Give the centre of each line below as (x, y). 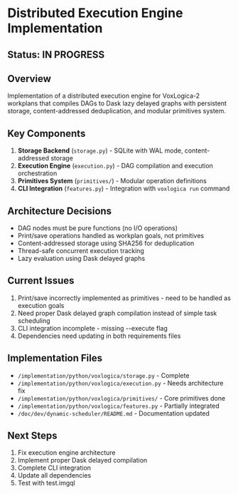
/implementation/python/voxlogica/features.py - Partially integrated (119, 406)
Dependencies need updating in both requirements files (99, 336)
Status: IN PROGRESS (56, 55)
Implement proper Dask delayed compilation (82, 460)
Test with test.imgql (47, 483)
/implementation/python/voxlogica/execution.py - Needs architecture (120, 383)
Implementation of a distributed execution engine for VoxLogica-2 (104, 96)
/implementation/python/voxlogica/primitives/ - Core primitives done (121, 398)
